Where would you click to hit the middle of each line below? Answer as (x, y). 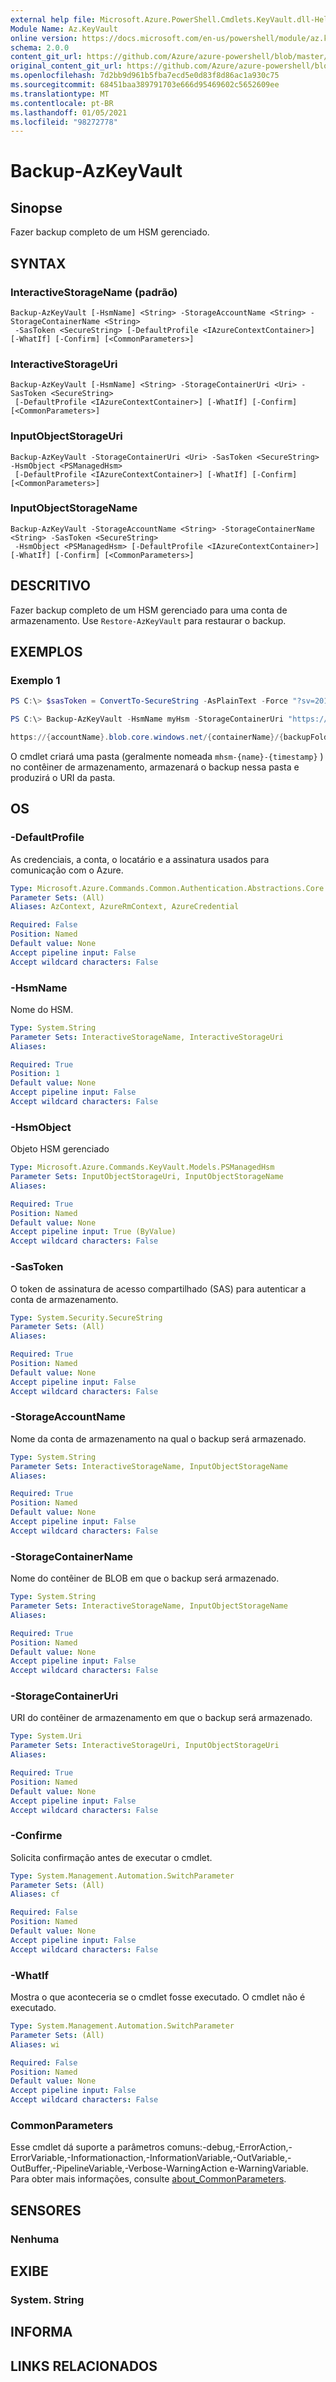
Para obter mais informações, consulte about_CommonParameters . (148, 2179)
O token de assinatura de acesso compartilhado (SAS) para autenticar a (158, 1288)
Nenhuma (35, 2239)
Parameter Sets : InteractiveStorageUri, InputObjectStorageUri (145, 1746)
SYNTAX (38, 263)
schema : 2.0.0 (40, 47)
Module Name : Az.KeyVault (64, 29)
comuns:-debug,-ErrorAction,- (229, 2147)
